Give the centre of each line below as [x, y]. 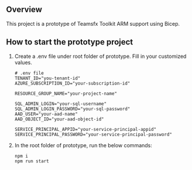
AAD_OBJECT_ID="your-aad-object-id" [59, 119]
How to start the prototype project [70, 42]
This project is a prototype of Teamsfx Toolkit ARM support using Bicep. [93, 23]
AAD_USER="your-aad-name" [46, 114]
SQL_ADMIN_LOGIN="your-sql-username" [61, 104]
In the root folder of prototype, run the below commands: [83, 145]
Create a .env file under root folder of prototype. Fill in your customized [100, 56]
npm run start [32, 161]
